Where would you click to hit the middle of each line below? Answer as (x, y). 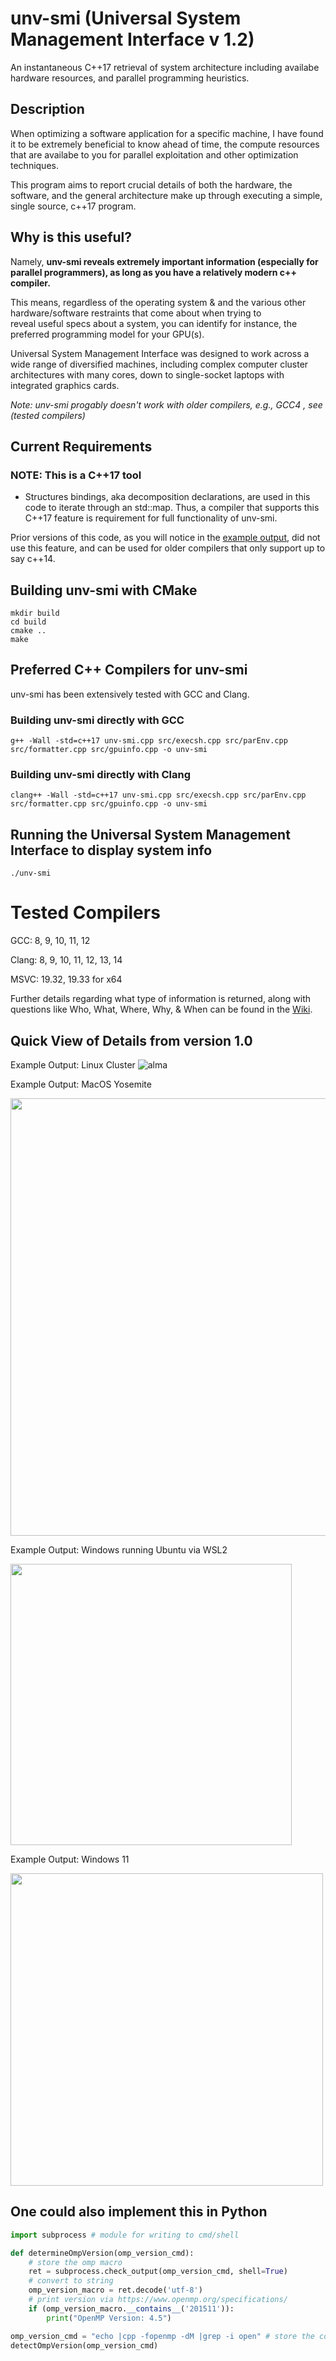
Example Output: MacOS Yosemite (81, 1084)
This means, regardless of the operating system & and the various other (158, 302)
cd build (28, 622)
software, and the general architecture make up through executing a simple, (166, 195)
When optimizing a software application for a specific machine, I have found (167, 133)
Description (47, 109)
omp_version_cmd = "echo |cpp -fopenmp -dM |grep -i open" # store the (162, 2336)
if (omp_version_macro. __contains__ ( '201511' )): (131, 2308)
